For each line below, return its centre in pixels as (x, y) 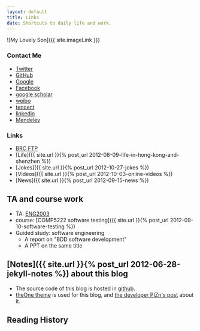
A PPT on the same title (53, 245)
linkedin (25, 113)
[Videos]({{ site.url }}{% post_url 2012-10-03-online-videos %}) (94, 174)
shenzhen (28, 161)
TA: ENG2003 (32, 213)
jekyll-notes (30, 274)
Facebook (28, 88)
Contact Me (24, 56)
